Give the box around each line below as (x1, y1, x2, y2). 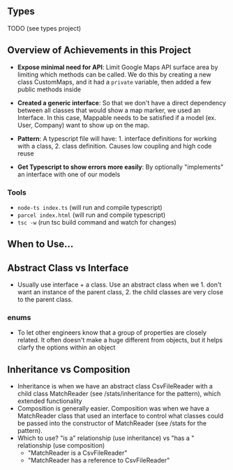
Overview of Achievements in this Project (7, 45, 192, 56)
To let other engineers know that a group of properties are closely (17, 328, 207, 337)
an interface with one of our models (17, 170, 121, 179)
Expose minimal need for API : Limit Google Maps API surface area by (17, 63, 218, 71)
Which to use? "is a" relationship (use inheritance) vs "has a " (17, 434, 195, 442)
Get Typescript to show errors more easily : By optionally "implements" (17, 162, 224, 171)
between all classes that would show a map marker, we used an (17, 106, 201, 114)
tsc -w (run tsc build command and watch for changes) (17, 218, 176, 226)
